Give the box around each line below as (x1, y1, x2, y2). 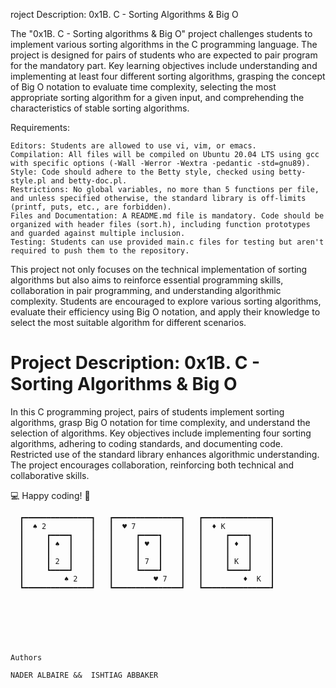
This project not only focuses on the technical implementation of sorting (10, 264, 308, 275)
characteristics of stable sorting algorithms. (10, 102, 190, 114)
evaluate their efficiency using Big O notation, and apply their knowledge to (10, 306, 321, 318)
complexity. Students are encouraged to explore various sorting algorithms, (10, 295, 322, 307)
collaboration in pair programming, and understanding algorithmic (10, 285, 282, 296)
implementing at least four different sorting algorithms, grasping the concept (10, 70, 326, 82)
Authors (10, 652, 43, 663)
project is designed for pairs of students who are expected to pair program (10, 49, 318, 61)
